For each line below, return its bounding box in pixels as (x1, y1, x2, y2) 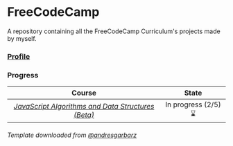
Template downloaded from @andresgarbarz (7, 131, 137, 139)
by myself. (7, 34, 37, 42)
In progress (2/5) (165, 100, 221, 109)
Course (71, 88, 97, 98)
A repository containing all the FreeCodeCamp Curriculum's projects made (7, 27, 221, 35)
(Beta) (74, 110, 95, 120)
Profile (7, 51, 31, 61)
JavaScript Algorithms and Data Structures (13, 101, 155, 111)
